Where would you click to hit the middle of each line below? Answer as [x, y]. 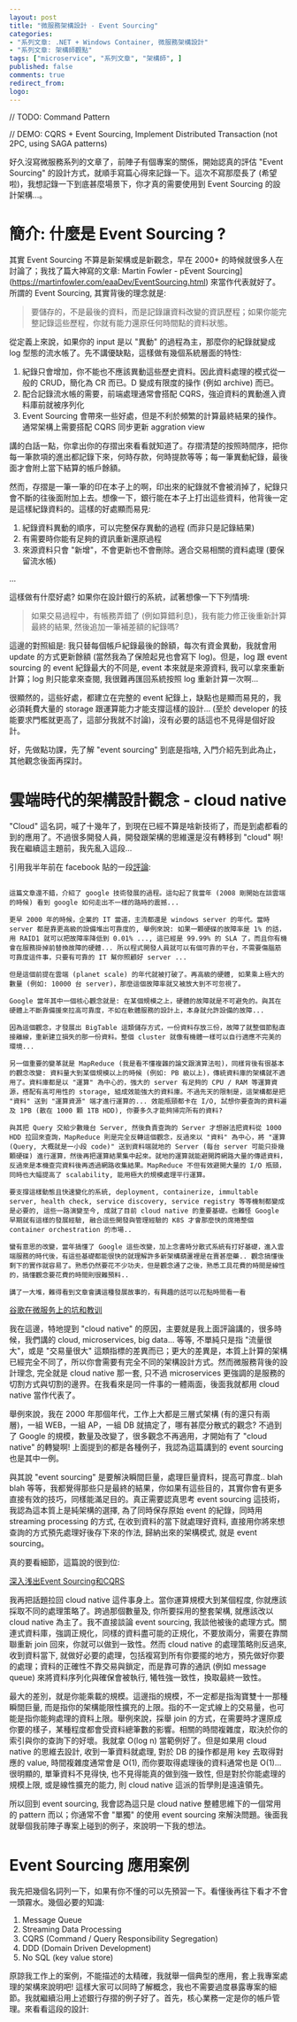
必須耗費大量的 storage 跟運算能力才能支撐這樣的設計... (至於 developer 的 [145, 709]
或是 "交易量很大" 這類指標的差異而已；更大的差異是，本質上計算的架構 [158, 1351]
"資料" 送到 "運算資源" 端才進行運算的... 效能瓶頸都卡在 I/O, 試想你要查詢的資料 [145, 1102]
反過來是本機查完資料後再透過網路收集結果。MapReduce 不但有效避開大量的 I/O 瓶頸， [147, 1166]
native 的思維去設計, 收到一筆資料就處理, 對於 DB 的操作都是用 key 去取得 [142, 1752]
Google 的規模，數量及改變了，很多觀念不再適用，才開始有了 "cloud [143, 1437]
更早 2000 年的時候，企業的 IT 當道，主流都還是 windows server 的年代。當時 [140, 920]
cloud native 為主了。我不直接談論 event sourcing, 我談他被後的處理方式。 [145, 1623]
